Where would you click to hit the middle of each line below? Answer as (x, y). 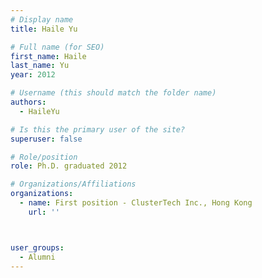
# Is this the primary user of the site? (98, 129)
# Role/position (44, 157)
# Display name (42, 19)
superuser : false (46, 139)
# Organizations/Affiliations (73, 184)
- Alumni (37, 257)
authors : (28, 102)
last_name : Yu (40, 66)
